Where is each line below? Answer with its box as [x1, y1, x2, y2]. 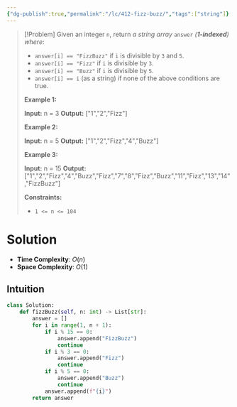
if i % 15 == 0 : [44, 328, 93, 335]
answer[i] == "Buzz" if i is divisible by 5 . [34, 66, 154, 75]
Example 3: [23, 150, 58, 158]
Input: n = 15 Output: [23, 164, 87, 173]
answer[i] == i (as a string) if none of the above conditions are [34, 74, 221, 82]
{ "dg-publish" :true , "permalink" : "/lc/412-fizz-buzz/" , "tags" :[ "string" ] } [6, 10, 230, 18]
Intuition [6, 283, 45, 295]
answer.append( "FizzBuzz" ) [57, 335, 138, 342]
